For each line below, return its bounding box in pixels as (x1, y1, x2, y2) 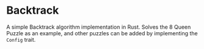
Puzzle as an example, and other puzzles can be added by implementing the (6, 29, 198, 36)
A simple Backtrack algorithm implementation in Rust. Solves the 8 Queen (6, 23, 191, 30)
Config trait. (6, 36, 36, 43)
